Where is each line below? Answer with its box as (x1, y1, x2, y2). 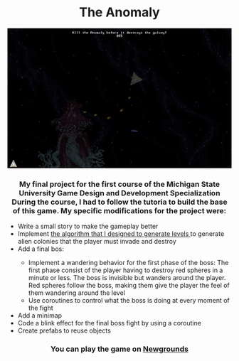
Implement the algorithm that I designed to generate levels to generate (17, 230, 225, 238)
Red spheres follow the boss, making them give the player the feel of (28, 281, 230, 290)
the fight (28, 303, 53, 313)
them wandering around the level (28, 289, 126, 297)
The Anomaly (79, 4, 160, 21)
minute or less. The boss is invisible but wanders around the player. (28, 274, 226, 282)
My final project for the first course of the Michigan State (18, 179, 221, 189)
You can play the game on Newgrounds (51, 344, 188, 354)
